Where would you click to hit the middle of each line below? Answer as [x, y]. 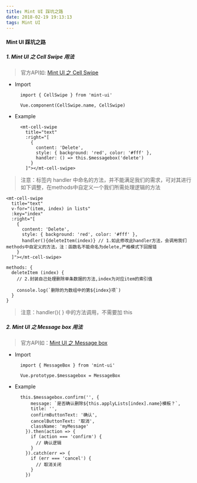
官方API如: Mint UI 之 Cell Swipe [59, 72]
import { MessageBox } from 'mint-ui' [68, 365]
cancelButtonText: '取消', [63, 421]
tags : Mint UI [24, 22]
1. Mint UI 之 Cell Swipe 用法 [40, 56]
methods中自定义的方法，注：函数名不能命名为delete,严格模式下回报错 [81, 247]
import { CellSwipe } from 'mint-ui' [66, 95]
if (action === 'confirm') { [66, 437]
